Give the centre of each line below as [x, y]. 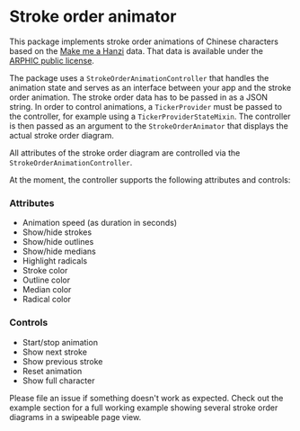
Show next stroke [55, 352]
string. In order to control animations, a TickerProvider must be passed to [146, 106]
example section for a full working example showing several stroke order [144, 408]
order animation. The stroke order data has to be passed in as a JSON [138, 97]
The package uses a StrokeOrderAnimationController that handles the [139, 77]
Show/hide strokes [57, 232]
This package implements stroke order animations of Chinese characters [144, 41]
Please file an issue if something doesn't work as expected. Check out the [146, 398]
